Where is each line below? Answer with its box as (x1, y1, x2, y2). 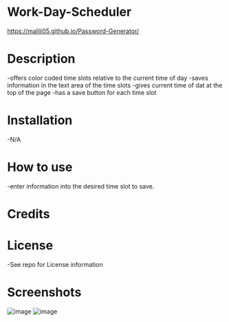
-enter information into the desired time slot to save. (7, 182, 155, 190)
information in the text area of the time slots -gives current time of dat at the (7, 80, 223, 89)
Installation (7, 113, 73, 128)
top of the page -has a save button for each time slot (7, 88, 157, 96)
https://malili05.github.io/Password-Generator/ (7, 27, 140, 35)
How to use (7, 160, 73, 175)
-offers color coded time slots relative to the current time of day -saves (7, 74, 208, 82)
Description (7, 51, 76, 67)
